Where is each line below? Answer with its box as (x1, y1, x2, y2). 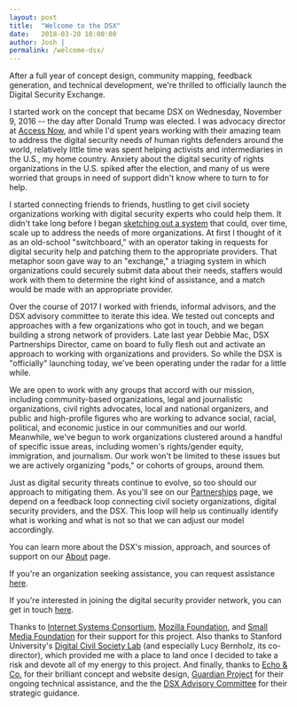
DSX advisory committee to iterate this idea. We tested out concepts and (9, 311, 275, 322)
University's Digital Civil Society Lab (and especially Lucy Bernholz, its (9, 640, 267, 651)
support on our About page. (9, 552, 111, 562)
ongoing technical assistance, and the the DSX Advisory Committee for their (9, 679, 288, 689)
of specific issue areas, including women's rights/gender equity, (9, 441, 244, 452)
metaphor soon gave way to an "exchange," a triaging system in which (9, 256, 267, 266)
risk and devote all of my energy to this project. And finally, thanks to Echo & (9, 659, 288, 671)
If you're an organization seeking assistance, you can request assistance (9, 568, 276, 579)
